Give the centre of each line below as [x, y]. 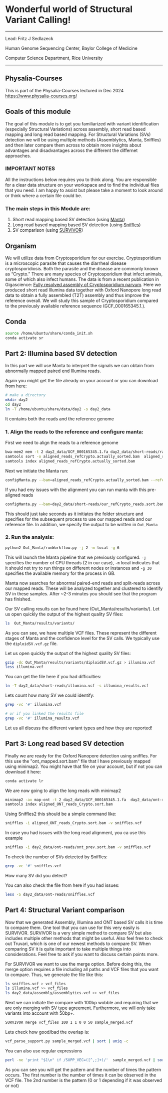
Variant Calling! [38, 20]
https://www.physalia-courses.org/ [41, 96]
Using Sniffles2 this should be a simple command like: [61, 814]
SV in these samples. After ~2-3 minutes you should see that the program [81, 593]
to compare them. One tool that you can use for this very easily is [72, 927]
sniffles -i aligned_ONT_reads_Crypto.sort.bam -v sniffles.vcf [73, 823]
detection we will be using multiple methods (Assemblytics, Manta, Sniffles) [83, 139]
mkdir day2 [16, 400]
